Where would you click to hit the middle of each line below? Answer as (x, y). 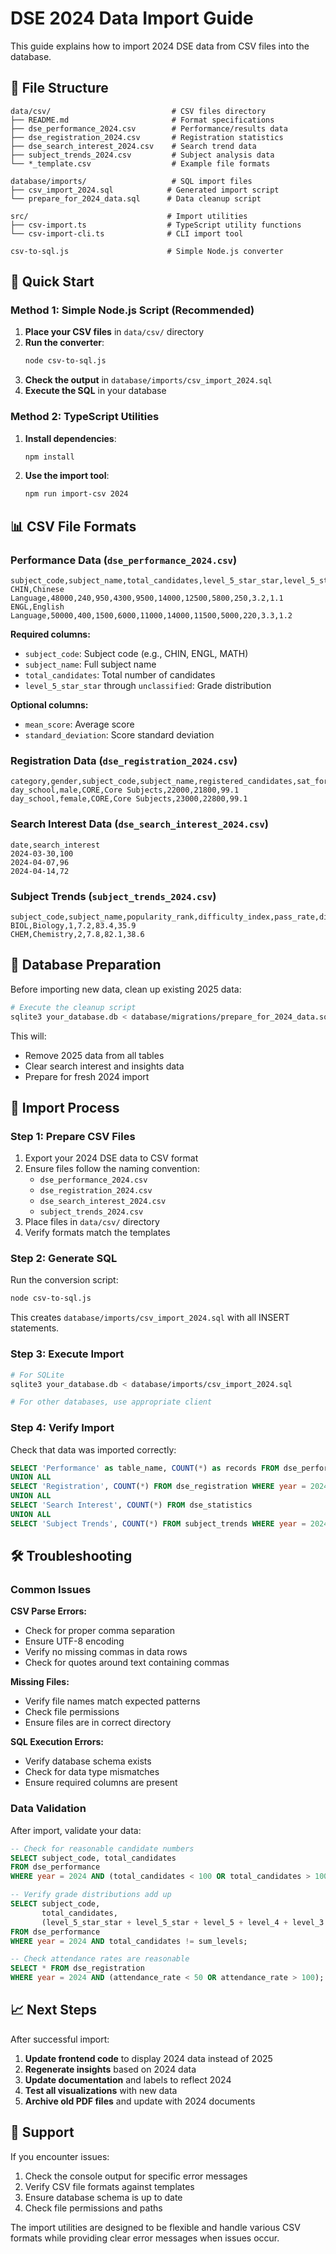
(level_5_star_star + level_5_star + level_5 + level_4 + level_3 (183, 1922)
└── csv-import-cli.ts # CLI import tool (127, 233)
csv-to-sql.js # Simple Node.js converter (147, 251)
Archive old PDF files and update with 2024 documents (140, 2101)
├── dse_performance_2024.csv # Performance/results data (149, 128)
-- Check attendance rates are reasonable (100, 1959)
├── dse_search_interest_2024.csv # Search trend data (133, 146)
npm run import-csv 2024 (76, 494)
